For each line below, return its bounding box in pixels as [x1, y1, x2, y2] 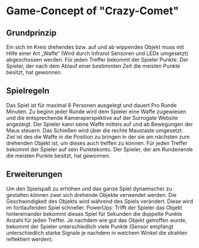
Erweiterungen [6, 169, 62, 179]
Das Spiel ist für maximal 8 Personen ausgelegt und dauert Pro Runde [6, 101, 177, 109]
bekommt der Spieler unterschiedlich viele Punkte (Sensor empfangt [6, 222, 173, 230]
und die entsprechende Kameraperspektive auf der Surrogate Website [6, 114, 178, 121]
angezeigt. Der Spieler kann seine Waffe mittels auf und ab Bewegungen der [6, 120, 193, 128]
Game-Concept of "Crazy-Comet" [6, 4, 179, 18]
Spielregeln [6, 86, 49, 96]
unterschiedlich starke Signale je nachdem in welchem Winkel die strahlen [6, 229, 188, 236]
